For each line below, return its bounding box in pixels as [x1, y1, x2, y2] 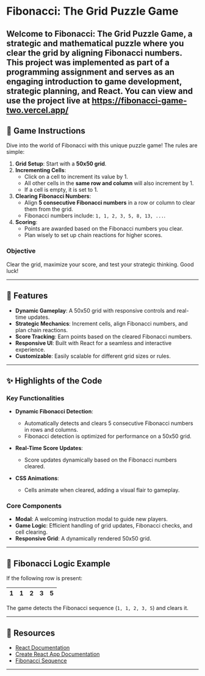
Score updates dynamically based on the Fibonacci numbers [24, 456, 177, 463]
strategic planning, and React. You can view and [6, 85, 193, 96]
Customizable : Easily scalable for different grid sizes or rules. [15, 352, 171, 360]
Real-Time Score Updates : [15, 445, 84, 452]
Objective [6, 247, 36, 255]
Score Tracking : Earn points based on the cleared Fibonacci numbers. [15, 333, 192, 340]
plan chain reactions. [15, 326, 68, 333]
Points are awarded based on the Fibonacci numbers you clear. [24, 225, 184, 233]
